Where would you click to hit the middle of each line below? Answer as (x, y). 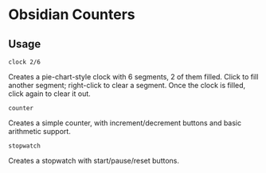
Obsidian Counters (72, 15)
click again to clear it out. (50, 94)
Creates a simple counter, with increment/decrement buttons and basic (125, 123)
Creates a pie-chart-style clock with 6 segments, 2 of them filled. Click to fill (133, 77)
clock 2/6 (25, 62)
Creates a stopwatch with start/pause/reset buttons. (94, 161)
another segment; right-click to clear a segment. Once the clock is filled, (127, 85)
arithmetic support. (40, 131)
